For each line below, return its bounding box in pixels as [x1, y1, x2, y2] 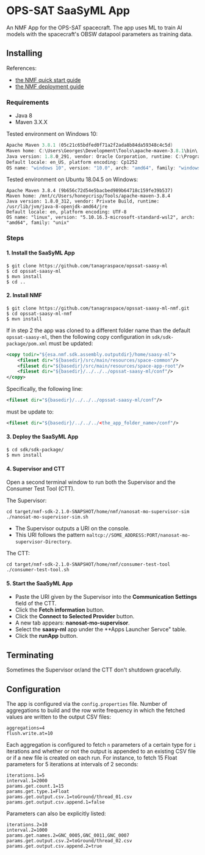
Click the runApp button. [15, 632, 78, 640]
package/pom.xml [6, 341, 48, 347]
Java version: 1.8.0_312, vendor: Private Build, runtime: [6, 198, 160, 205]
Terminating [6, 650, 54, 661]
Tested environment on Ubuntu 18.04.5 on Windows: [6, 176, 138, 183]
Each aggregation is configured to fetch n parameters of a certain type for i [6, 741, 196, 749]
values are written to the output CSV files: [6, 713, 112, 720]
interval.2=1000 [6, 827, 48, 834]
